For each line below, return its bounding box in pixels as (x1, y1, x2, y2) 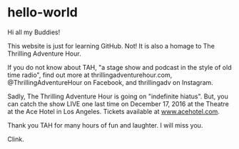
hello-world (7, 4, 78, 21)
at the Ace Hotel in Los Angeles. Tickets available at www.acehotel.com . (7, 107, 220, 115)
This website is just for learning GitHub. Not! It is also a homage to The (7, 41, 215, 50)
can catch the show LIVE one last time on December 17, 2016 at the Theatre (7, 99, 230, 108)
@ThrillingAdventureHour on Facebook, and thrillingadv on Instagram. (7, 78, 214, 86)
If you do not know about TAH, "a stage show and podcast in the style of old (7, 63, 232, 71)
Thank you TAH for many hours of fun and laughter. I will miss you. (7, 120, 203, 129)
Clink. (7, 135, 24, 143)
